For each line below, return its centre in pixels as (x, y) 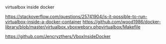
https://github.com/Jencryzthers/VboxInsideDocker (58, 36)
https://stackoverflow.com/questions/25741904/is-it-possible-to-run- (76, 16)
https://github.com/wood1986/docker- (122, 22)
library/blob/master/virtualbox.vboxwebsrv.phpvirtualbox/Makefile (73, 27)
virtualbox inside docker (30, 7)
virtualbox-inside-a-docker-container (43, 22)
